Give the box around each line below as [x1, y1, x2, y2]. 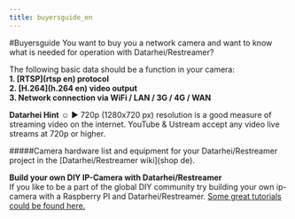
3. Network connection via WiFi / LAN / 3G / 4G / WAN [9, 92, 212, 103]
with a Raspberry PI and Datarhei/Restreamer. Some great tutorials [38, 191, 282, 201]
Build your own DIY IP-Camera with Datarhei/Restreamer [9, 172, 222, 183]
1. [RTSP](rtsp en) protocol [9, 73, 109, 84]
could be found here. [9, 200, 86, 211]
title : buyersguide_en [9, 12, 93, 22]
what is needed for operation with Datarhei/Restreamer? [9, 46, 214, 58]
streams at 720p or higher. [9, 128, 106, 138]
